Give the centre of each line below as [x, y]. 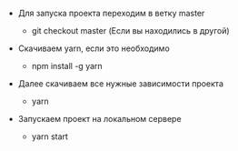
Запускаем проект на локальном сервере [99, 119]
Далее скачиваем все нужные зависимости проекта [121, 84]
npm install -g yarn [67, 66]
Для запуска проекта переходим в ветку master [111, 13]
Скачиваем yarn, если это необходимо [94, 48]
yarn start [50, 136]
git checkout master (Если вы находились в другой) [130, 30]
